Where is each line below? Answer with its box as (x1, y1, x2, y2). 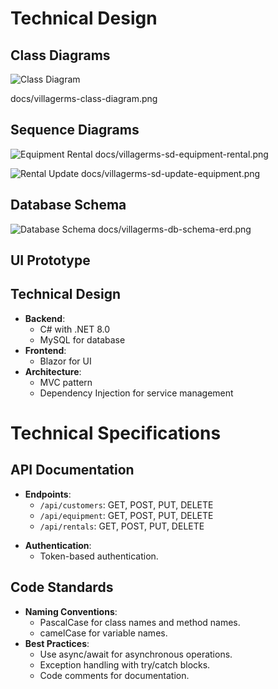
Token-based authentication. (39, 550, 159, 562)
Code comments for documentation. (39, 669, 190, 681)
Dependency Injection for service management (39, 387, 234, 399)
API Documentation (10, 462, 135, 479)
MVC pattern (39, 376, 93, 388)
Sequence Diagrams (10, 122, 140, 139)
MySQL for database (39, 333, 126, 346)
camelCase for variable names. (39, 627, 168, 639)
